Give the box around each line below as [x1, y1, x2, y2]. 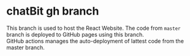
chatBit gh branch [6, 4, 99, 18]
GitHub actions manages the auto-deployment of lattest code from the [6, 37, 184, 44]
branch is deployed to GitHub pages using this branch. [6, 30, 144, 38]
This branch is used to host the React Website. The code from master [6, 24, 181, 32]
